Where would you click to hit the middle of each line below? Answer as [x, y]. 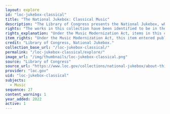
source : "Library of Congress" [38, 62]
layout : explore [22, 10]
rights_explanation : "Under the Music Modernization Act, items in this [83, 33]
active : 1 [16, 104]
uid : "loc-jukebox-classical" [37, 76]
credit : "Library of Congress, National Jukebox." [60, 43]
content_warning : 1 [26, 94]
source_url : [18, 66]
